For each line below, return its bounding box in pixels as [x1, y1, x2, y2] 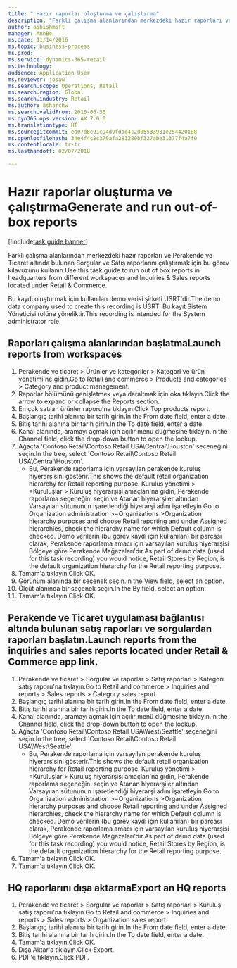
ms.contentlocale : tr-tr [8, 142, 81, 149]
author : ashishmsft [8, 23, 65, 30]
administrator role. [8, 317, 61, 325]
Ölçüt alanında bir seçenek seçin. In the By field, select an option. [18, 584, 207, 592]
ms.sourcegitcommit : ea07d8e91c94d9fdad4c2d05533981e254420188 [8, 128, 198, 135]
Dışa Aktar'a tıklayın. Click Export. [18, 945, 115, 954]
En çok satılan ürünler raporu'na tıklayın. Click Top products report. [18, 404, 210, 413]
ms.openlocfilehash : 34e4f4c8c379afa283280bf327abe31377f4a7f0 [8, 134, 198, 142]
